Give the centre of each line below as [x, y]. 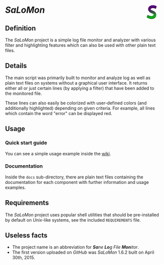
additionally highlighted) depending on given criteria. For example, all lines [80, 108]
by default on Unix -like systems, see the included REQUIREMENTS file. [73, 220]
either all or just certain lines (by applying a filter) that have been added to [80, 88]
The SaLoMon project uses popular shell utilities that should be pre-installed [82, 215]
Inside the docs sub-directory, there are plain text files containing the [74, 177]
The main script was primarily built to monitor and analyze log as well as [78, 78]
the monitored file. [23, 93]
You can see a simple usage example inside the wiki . [58, 153]
